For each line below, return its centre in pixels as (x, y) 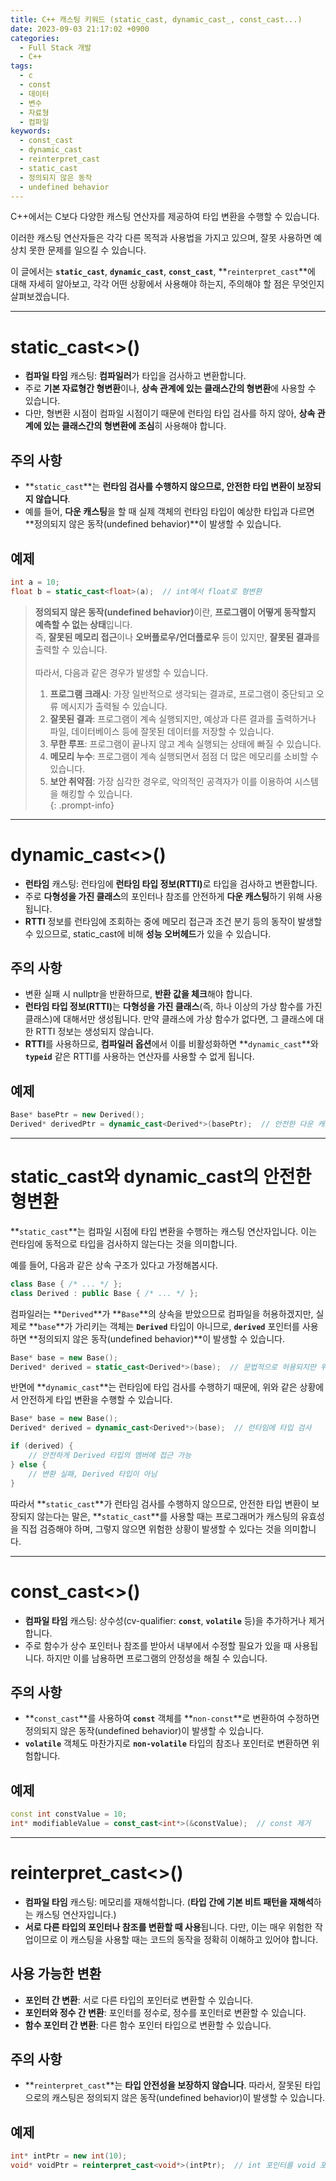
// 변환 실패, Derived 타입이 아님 (93, 1474)
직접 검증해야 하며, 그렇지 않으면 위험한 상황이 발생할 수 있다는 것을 (151, 1528)
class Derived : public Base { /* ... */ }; (104, 1293)
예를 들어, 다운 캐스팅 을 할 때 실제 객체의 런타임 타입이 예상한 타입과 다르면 (169, 512)
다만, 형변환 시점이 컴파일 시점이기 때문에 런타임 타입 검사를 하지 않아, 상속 (170, 413)
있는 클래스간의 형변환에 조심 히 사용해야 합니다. (135, 426)
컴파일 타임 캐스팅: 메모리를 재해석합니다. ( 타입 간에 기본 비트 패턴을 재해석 (169, 1902)
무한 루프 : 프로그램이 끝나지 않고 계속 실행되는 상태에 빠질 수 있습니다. (185, 743)
